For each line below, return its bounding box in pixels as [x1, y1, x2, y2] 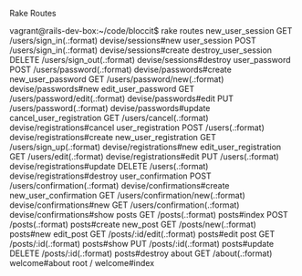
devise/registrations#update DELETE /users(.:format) [9, 161, 209, 171]
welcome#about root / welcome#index [9, 258, 155, 268]
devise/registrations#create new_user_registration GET [9, 132, 216, 142]
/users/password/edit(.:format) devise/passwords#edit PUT [9, 93, 234, 104]
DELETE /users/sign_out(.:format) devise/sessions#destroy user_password [9, 55, 291, 65]
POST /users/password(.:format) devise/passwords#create [9, 64, 233, 75]
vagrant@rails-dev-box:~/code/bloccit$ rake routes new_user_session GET [9, 26, 293, 36]
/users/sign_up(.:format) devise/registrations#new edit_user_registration [9, 141, 282, 152]
